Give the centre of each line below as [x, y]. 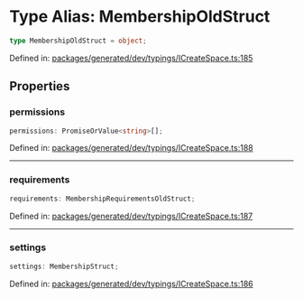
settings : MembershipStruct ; [64, 266]
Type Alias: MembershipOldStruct [140, 17]
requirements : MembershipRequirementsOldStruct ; [102, 199]
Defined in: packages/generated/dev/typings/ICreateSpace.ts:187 [131, 216]
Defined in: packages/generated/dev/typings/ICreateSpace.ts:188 [132, 148]
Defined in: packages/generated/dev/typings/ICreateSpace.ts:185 [131, 58]
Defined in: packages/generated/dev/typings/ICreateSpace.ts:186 [132, 284]
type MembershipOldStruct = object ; [78, 41]
